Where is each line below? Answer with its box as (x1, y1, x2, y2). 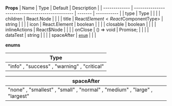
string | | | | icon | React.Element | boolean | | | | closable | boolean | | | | (5, 21, 156, 27)
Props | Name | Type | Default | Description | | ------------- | (5, 5, 133, 11)
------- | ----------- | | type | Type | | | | (77, 10, 160, 16)
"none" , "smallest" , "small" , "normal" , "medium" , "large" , (8, 86, 153, 93)
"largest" (8, 93, 30, 99)
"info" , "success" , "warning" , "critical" (8, 63, 104, 70)
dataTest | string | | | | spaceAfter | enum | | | (5, 32, 96, 38)
